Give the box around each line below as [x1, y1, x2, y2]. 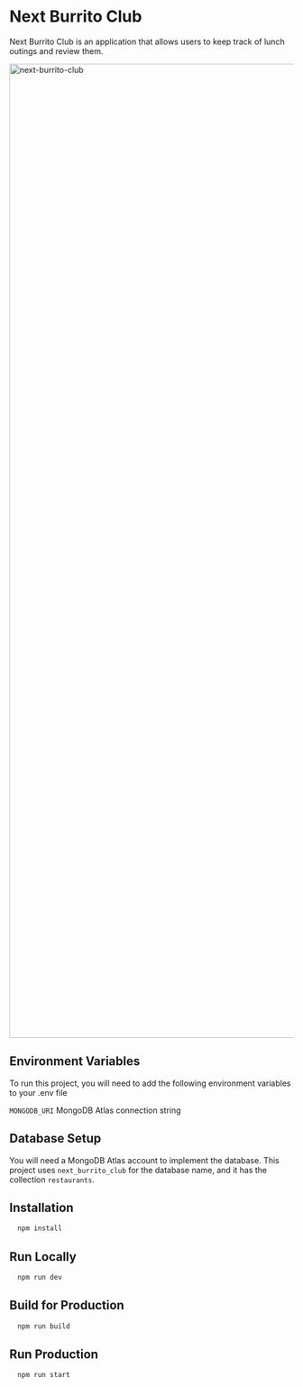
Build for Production [9, 1298, 124, 1313]
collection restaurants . [9, 1174, 95, 1185]
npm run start [17, 1371, 70, 1380]
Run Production [9, 1346, 99, 1363]
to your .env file [9, 1087, 68, 1098]
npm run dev [17, 1273, 63, 1282]
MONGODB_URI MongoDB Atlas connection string [9, 1105, 182, 1116]
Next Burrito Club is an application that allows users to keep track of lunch [9, 36, 286, 47]
